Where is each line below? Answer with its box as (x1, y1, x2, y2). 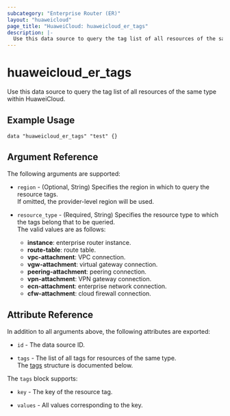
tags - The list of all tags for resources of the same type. (16, 354, 177, 362)
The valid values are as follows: (16, 225, 106, 233)
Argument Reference (7, 151, 99, 163)
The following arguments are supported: (7, 169, 121, 178)
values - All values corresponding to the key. (16, 401, 144, 409)
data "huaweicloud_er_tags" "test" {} (7, 133, 118, 140)
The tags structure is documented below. (16, 361, 133, 369)
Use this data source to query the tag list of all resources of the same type (7, 88, 217, 96)
